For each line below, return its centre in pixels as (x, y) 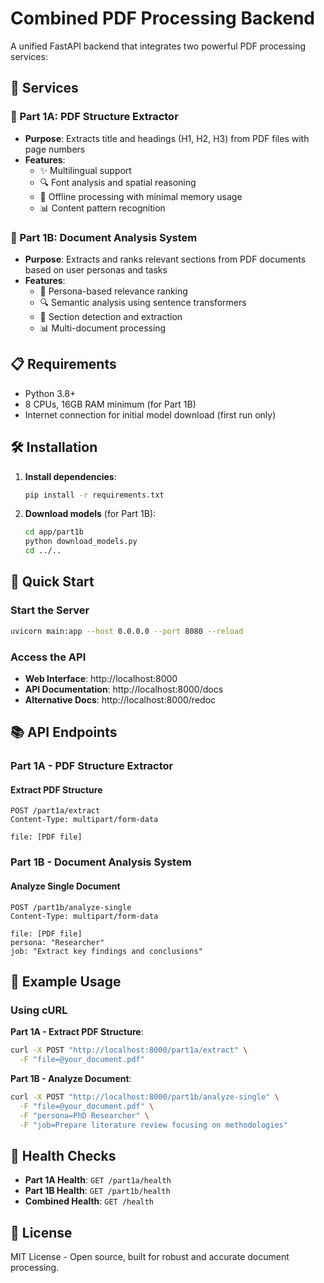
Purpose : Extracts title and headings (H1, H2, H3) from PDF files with (167, 138)
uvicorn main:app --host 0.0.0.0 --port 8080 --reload (127, 631)
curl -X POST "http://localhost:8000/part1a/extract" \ (129, 1050)
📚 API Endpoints (64, 732)
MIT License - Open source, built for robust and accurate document (150, 1257)
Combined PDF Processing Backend (163, 18)
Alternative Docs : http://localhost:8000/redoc (120, 699)
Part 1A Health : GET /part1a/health (98, 1180)
